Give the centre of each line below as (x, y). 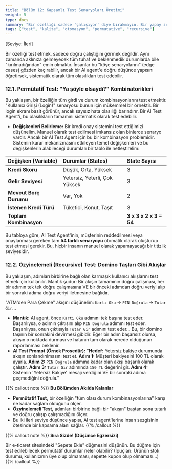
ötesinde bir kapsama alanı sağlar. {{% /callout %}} (67, 425)
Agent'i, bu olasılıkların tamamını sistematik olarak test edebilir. (71, 117)
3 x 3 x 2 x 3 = (145, 216)
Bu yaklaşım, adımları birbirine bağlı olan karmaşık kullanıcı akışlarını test (82, 276)
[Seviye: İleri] (19, 44)
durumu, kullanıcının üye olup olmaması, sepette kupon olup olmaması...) (82, 456)
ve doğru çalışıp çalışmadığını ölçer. (50, 414)
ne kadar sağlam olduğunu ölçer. (47, 403)
